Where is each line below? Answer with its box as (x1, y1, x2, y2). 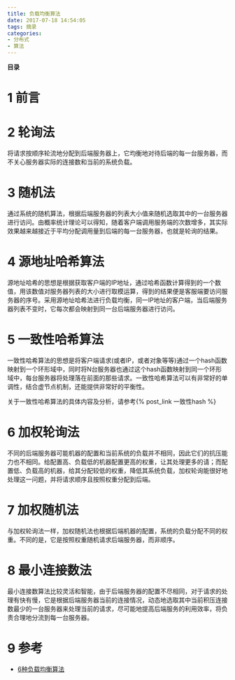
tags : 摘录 (7, 23, 37, 30)
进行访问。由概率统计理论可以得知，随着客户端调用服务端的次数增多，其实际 (7, 218, 228, 227)
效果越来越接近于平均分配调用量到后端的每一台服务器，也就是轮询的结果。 (7, 227, 222, 235)
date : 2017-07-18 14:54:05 (7, 17, 86, 24)
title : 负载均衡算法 (7, 10, 61, 17)
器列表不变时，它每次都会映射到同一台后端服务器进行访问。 (7, 305, 179, 313)
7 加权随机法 (7, 502, 79, 518)
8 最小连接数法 (7, 562, 92, 578)
